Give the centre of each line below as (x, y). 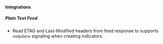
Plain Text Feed (21, 18)
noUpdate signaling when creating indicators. (58, 36)
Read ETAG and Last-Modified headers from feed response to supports (85, 31)
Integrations (18, 7)
